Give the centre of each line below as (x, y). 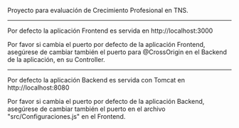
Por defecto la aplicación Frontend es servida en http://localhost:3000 (110, 31)
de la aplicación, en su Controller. (56, 59)
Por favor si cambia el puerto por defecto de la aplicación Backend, (106, 101)
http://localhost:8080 (38, 87)
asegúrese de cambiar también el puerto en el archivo (86, 109)
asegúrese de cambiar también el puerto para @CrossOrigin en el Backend (117, 52)
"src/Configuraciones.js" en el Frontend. (67, 116)
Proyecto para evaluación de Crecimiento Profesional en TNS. (98, 10)
